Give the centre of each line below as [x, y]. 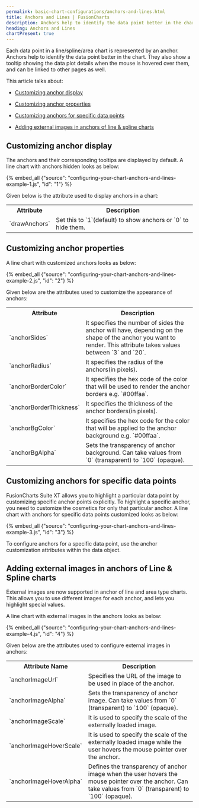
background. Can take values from [134, 452]
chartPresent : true [30, 34]
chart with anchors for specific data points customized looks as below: [92, 514]
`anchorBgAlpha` [33, 452]
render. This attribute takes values [133, 345]
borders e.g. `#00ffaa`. [117, 394]
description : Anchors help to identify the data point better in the [94, 23]
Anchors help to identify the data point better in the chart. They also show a [98, 57]
